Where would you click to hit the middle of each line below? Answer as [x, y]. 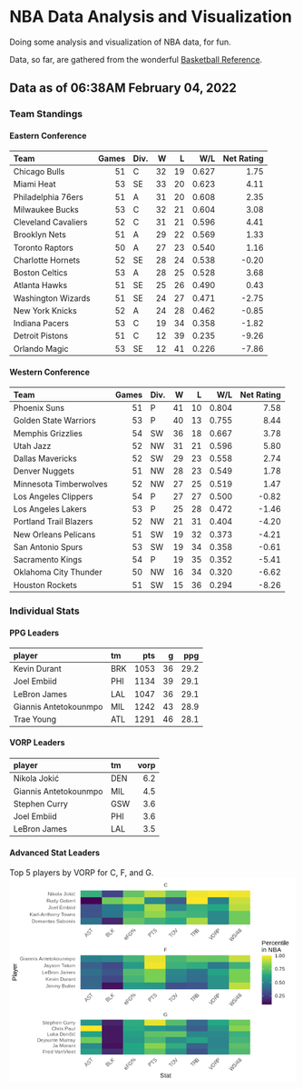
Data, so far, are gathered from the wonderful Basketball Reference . [136, 59]
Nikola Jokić [36, 778]
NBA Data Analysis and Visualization [151, 17]
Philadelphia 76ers [48, 196]
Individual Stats [44, 611]
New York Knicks [45, 310]
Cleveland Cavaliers [50, 222]
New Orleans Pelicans [54, 535]
